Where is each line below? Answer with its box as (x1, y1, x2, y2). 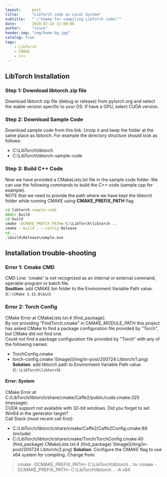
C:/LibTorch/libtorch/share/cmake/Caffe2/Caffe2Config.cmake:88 (12, 425, 148, 431)
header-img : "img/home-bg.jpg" (5, 30, 70, 35)
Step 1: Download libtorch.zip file (5, 87, 87, 94)
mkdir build (5, 212, 30, 217)
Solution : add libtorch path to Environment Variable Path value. (12, 361, 142, 367)
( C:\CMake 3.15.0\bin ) (5, 291, 51, 297)
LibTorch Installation (5, 72, 70, 80)
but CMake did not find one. (5, 331, 63, 337)
